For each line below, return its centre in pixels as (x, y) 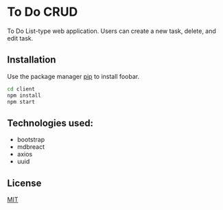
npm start (21, 102)
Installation (32, 60)
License (24, 183)
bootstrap (31, 140)
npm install (24, 95)
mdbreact (31, 147)
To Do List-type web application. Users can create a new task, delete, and (111, 31)
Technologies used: (50, 123)
